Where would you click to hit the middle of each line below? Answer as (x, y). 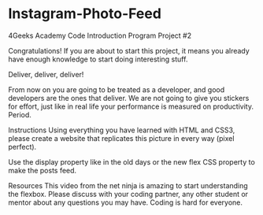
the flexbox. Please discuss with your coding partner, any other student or (128, 194)
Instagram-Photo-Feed (85, 14)
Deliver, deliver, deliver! (46, 74)
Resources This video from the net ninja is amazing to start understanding (128, 185)
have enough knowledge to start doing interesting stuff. (98, 59)
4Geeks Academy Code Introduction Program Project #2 (100, 35)
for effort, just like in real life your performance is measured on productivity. (131, 106)
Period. (20, 114)
